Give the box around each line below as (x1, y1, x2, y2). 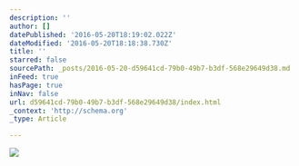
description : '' (9, 13, 71, 23)
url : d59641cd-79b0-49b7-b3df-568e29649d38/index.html (9, 97, 222, 107)
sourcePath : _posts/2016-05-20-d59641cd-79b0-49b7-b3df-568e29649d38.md (9, 64, 291, 73)
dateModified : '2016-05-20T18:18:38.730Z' (9, 38, 173, 48)
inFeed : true (9, 73, 59, 82)
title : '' (9, 47, 47, 56)
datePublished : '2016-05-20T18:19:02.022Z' (9, 30, 177, 39)
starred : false (9, 55, 67, 64)
